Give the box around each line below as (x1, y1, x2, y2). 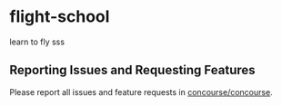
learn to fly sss (9, 36, 65, 47)
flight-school (9, 6, 110, 27)
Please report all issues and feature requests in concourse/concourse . (9, 86, 273, 97)
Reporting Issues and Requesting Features (9, 63, 257, 78)
